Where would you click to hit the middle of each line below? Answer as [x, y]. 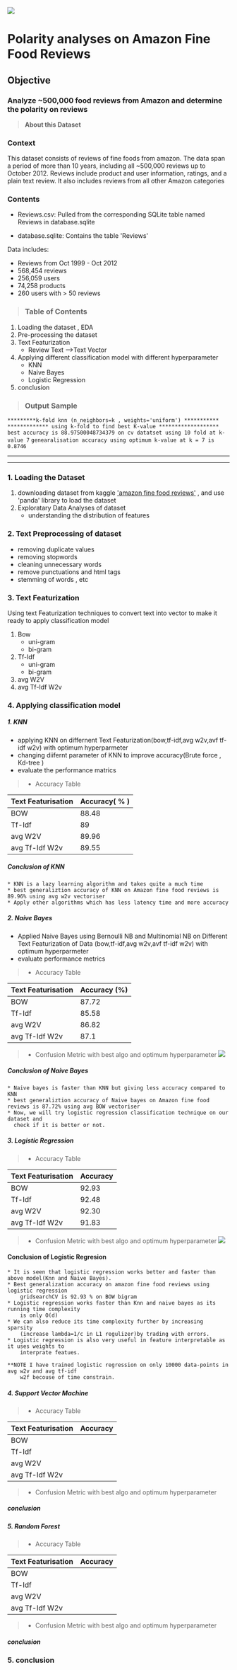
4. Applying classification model [64, 705]
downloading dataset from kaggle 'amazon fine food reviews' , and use [121, 493]
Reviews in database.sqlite [56, 222]
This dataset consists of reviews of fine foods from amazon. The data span [116, 159]
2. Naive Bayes [30, 918]
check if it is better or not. [60, 1125]
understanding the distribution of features [89, 515]
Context [22, 143]
